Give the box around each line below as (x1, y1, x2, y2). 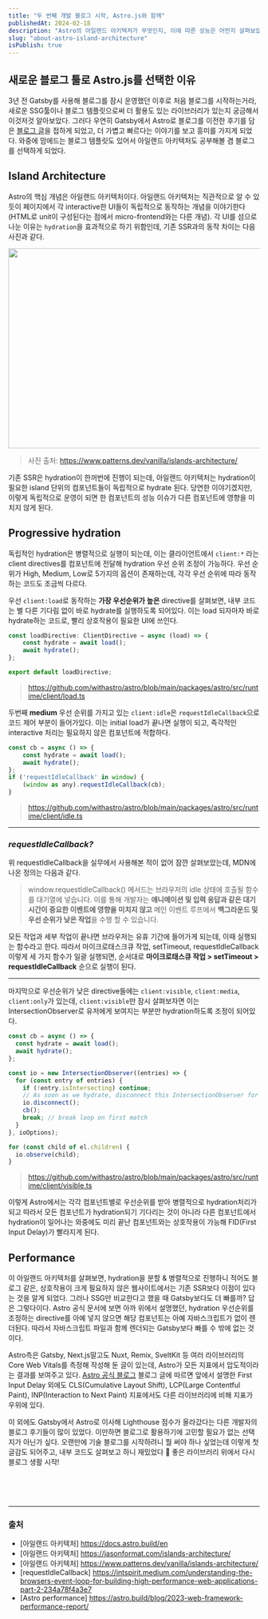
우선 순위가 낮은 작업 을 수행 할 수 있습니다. (27, 915, 160, 925)
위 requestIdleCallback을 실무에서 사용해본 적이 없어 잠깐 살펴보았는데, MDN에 (8, 857, 257, 868)
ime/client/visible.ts (27, 1181, 93, 1190)
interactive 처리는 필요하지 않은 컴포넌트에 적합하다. (8, 727, 171, 737)
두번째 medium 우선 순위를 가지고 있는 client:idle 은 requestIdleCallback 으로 (8, 707, 260, 717)
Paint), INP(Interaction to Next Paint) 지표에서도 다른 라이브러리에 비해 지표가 (8, 1390, 254, 1400)
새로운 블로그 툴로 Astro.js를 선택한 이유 (8, 73, 196, 86)
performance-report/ (19, 1601, 89, 1612)
